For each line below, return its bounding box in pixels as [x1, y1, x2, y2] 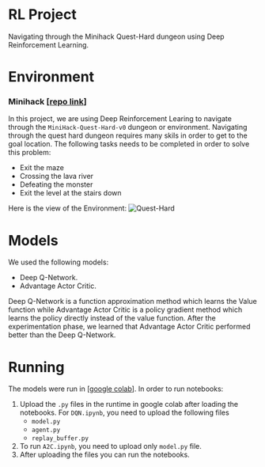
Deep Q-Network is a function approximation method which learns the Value [8, 297, 257, 306]
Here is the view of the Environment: [8, 203, 127, 213]
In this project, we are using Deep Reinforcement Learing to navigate [8, 114, 232, 123]
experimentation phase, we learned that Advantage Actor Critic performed [8, 322, 251, 332]
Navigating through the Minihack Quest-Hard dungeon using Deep [8, 32, 225, 41]
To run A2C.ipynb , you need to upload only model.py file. [19, 442, 202, 451]
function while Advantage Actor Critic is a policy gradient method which [8, 305, 243, 314]
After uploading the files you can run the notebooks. [19, 450, 190, 460]
